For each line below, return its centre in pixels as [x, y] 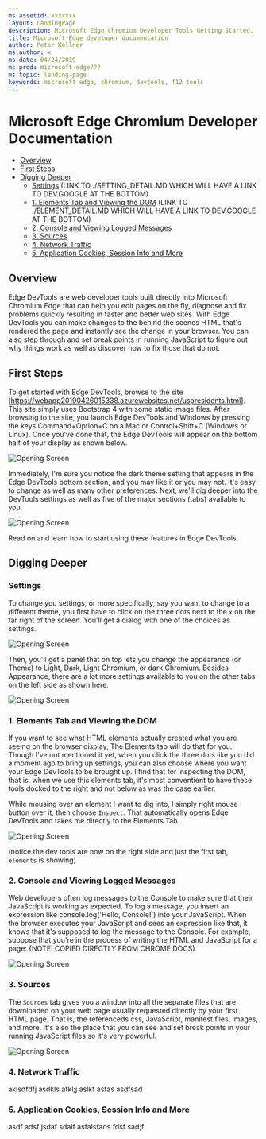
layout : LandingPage [42, 23]
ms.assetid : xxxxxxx [42, 15]
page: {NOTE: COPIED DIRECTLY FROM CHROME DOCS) [102, 949]
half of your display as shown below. [68, 443]
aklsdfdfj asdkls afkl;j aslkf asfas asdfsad [75, 1089]
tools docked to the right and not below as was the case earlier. [112, 788]
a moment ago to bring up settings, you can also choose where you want [127, 763]
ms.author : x [30, 52]
